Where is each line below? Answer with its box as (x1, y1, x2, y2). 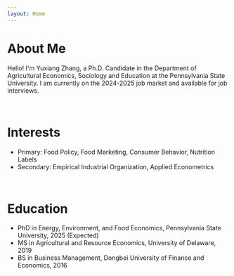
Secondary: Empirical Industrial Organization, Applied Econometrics (17, 162, 214, 171)
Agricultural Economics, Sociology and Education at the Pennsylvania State (7, 71, 226, 79)
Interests (7, 124, 61, 140)
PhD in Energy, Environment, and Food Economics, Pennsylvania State (17, 224, 221, 232)
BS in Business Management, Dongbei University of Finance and (17, 254, 204, 262)
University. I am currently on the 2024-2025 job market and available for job (7, 79, 228, 87)
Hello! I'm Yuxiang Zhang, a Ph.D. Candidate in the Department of (7, 64, 197, 72)
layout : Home (7, 10, 46, 18)
